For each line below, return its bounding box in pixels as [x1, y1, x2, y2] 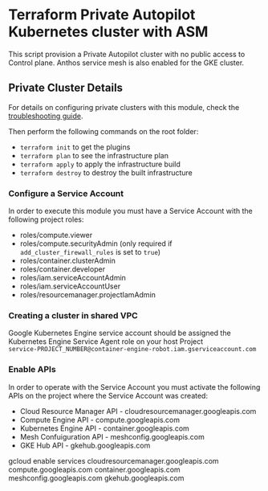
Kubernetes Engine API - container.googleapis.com [19, 423, 190, 433]
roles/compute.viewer [19, 231, 93, 240]
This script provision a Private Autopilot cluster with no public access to [8, 49, 246, 59]
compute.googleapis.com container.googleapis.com [8, 464, 181, 474]
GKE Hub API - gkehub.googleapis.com [19, 440, 151, 450]
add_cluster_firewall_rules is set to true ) [19, 248, 161, 257]
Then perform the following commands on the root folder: [8, 126, 199, 136]
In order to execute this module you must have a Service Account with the [8, 207, 253, 216]
